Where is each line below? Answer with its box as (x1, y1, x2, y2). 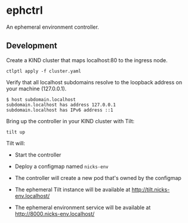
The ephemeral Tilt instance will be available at (14, 186, 131, 193)
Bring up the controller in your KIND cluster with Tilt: (6, 117, 135, 124)
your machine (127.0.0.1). (6, 85, 67, 92)
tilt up (6, 129, 26, 135)
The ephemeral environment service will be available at (14, 204, 151, 211)
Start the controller (14, 151, 61, 158)
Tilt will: (6, 139, 26, 146)
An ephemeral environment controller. (6, 23, 100, 30)
